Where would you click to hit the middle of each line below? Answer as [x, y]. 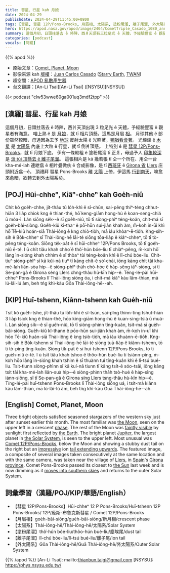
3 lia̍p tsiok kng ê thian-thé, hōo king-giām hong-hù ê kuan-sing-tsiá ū [79, 319]
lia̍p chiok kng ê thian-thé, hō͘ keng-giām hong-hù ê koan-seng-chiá [90, 214]
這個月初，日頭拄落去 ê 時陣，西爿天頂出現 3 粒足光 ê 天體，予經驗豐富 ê [81, 127]
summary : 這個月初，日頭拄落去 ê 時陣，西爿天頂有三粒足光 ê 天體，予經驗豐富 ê [81, 33]
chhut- [152, 208]
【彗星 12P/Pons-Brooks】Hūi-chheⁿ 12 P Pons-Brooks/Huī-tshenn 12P [87, 506]
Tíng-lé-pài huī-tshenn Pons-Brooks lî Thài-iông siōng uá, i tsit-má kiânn [81, 383]
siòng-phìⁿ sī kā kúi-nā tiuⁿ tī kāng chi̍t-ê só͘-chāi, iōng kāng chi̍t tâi [83, 261]
